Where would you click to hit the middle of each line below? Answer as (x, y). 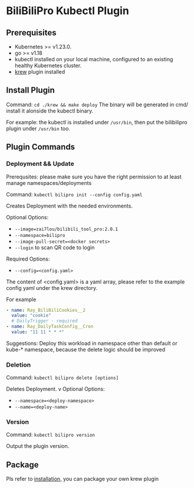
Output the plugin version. (38, 446)
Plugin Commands (41, 147)
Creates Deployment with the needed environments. (69, 206)
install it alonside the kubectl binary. (50, 111)
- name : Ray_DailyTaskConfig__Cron (50, 327)
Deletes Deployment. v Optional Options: (55, 389)
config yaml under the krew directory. (52, 288)
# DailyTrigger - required (45, 321)
